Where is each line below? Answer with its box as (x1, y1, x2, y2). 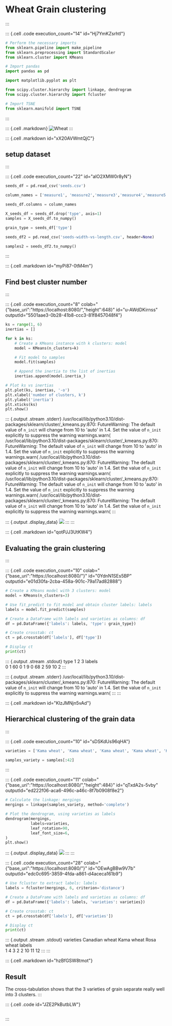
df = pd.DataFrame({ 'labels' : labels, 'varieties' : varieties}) (5, 899, 145, 905)
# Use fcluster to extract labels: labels (5, 880, 97, 886)
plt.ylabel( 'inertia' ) (5, 397, 54, 402)
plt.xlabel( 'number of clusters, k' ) (5, 392, 86, 398)
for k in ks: (5, 336, 33, 341)
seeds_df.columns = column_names (5, 202, 77, 207)
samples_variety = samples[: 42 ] (5, 757, 74, 763)
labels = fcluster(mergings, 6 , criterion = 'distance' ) (5, 886, 125, 891)
